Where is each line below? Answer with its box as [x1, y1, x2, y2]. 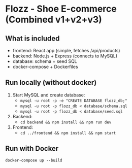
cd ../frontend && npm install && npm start [20, 130, 116, 136]
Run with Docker [5, 144, 59, 153]
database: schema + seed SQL [12, 58, 77, 64]
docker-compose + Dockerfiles [12, 64, 78, 70]
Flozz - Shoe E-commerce [5, 3, 117, 15]
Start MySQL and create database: [12, 92, 85, 98]
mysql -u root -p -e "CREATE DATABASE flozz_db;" [20, 98, 128, 103]
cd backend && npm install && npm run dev [20, 120, 112, 125]
